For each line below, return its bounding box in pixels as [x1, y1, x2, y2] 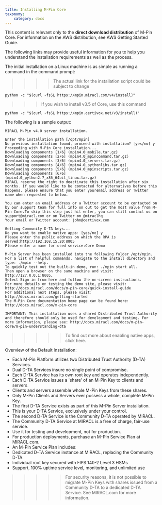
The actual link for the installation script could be [53, 78, 151, 84]
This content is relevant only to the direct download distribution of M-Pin [5, 30, 153, 35]
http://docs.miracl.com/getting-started [5, 294, 88, 299]
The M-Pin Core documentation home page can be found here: [5, 299, 130, 303]
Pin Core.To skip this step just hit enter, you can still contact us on [5, 209, 158, 214]
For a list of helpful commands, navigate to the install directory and [5, 256, 155, 261]
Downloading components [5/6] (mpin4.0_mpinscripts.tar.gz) [5, 167, 130, 172]
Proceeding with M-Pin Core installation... [5, 146, 97, 151]
